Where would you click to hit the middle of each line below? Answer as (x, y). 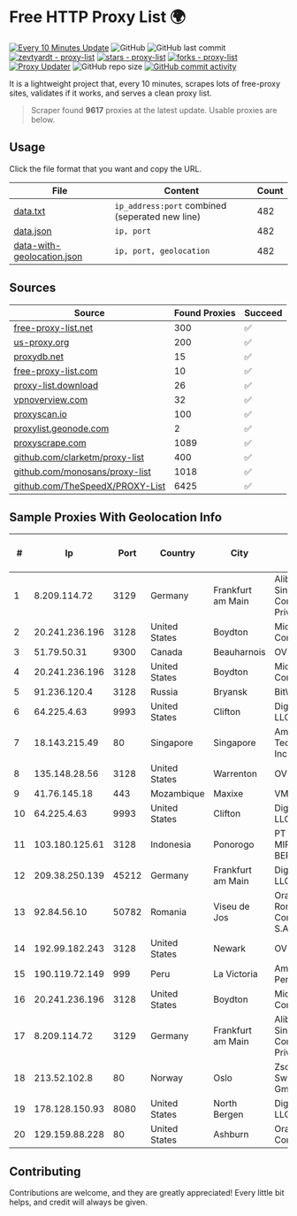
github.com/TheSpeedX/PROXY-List (90, 486)
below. (43, 119)
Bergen (228, 1114)
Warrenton (236, 773)
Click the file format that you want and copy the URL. (105, 168)
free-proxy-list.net (53, 327)
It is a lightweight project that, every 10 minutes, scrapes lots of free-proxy (145, 83)
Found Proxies (205, 312)
